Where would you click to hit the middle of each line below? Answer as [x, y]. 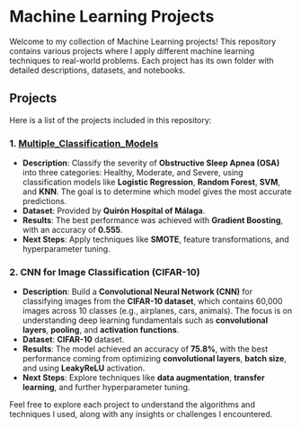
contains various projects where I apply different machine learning [132, 50]
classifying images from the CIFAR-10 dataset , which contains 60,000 [152, 301]
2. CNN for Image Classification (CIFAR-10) [105, 272]
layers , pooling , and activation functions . [101, 330]
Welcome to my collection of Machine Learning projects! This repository [143, 41]
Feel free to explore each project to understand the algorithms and [133, 405]
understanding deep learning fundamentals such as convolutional [145, 320]
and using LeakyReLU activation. [84, 368]
